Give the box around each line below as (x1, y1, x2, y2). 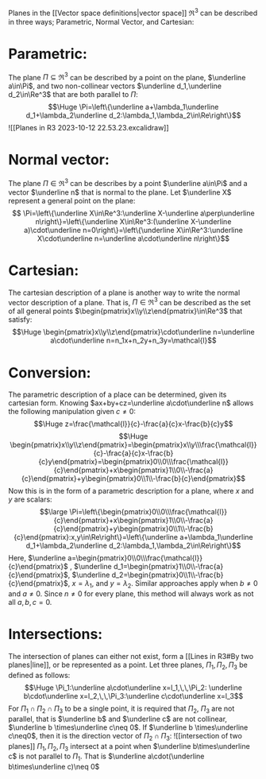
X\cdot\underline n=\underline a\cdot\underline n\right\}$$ (37, 234, 230, 243)
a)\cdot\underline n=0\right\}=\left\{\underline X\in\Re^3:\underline (23, 225, 244, 234)
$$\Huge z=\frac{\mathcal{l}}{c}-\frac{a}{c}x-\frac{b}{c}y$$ (33, 419, 233, 428)
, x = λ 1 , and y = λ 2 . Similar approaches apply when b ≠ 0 (67, 579, 258, 591)
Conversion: (8, 363, 91, 382)
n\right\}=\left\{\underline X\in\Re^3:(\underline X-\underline (35, 216, 232, 226)
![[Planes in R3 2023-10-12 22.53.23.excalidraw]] (8, 123, 169, 133)
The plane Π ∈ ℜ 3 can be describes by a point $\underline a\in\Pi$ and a (8, 177, 248, 188)
